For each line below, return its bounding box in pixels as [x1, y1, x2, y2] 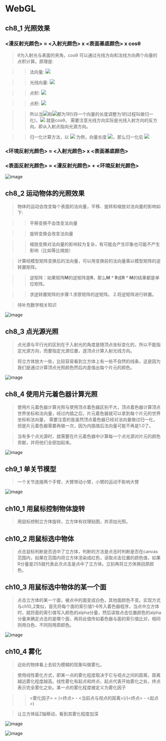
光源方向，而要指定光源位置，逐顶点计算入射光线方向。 [21, 347, 135, 353]
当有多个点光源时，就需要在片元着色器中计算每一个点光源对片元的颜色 [17, 433, 161, 439]
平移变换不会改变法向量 [29, 220, 78, 226]
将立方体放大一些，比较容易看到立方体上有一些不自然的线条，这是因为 [17, 358, 161, 364]
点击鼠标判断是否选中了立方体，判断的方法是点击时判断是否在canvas [17, 548, 158, 554]
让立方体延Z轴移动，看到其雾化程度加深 [17, 711, 99, 717]
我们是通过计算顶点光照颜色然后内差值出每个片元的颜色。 [17, 364, 135, 370]
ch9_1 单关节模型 [5, 464, 56, 473]
